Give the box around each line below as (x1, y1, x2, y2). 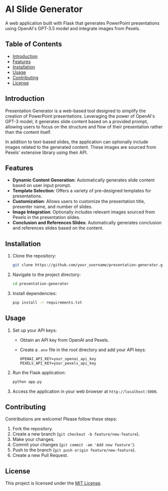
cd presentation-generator (12, 282, 69, 287)
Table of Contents (5, 40, 62, 49)
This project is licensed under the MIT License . (5, 480, 102, 486)
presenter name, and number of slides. (12, 204, 92, 210)
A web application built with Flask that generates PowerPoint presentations (5, 20, 160, 26)
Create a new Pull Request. (12, 452, 68, 458)
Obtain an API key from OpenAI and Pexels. (19, 337, 109, 343)
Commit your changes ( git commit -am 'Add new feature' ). (12, 442, 136, 448)
